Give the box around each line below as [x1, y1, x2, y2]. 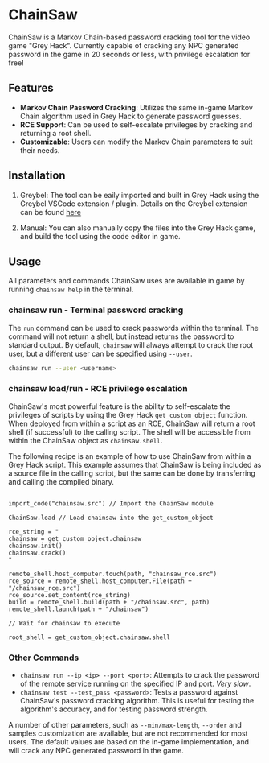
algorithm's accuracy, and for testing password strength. [19, 704, 208, 714]
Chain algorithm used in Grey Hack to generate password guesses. [19, 111, 243, 121]
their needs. [19, 145, 60, 155]
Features [8, 81, 54, 95]
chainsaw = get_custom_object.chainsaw [8, 534, 142, 542]
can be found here [19, 207, 82, 217]
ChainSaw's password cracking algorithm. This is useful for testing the [19, 696, 255, 706]
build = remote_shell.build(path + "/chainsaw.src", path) [8, 598, 210, 606]
